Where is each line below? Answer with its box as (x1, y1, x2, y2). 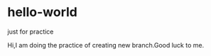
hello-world (7, 4, 78, 20)
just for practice (7, 27, 54, 36)
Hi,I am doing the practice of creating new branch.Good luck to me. (7, 41, 205, 49)
